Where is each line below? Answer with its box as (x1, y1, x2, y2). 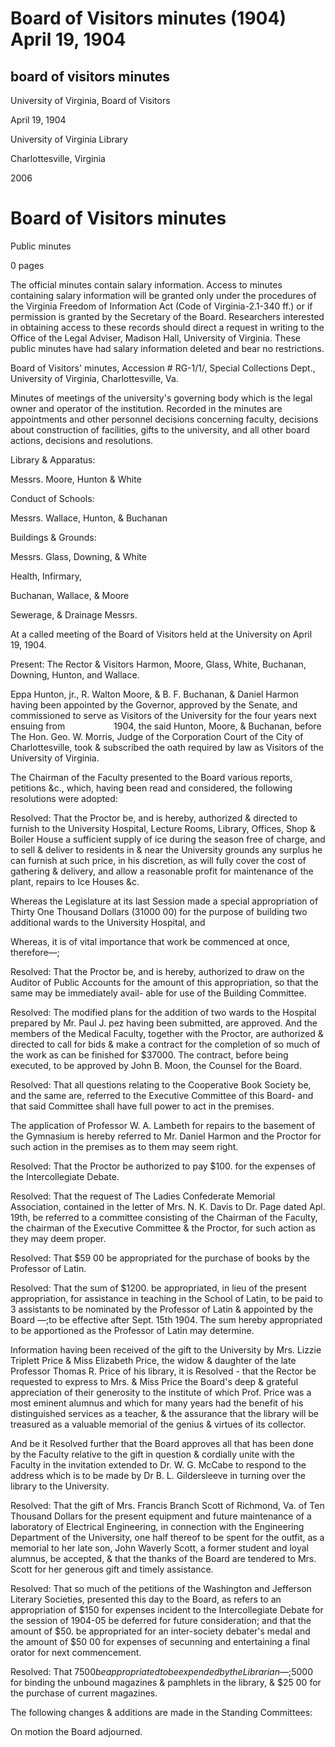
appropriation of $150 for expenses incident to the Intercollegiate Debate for (10, 1603, 324, 1616)
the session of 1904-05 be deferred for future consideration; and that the (10, 1614, 312, 1626)
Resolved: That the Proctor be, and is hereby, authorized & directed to (10, 812, 298, 824)
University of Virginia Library (10, 133, 128, 145)
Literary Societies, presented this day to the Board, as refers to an (10, 1593, 282, 1605)
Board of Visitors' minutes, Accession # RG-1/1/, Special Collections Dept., (10, 362, 316, 374)
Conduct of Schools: (10, 492, 95, 504)
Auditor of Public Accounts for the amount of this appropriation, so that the (10, 976, 319, 988)
